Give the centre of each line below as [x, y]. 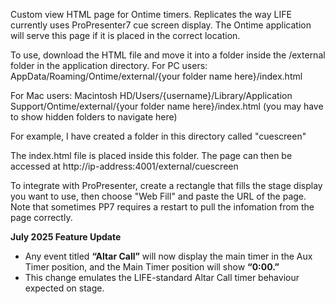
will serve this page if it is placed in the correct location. [125, 35]
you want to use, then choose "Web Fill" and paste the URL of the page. [158, 196]
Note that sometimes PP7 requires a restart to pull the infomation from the [162, 207]
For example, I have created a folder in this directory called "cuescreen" [158, 136]
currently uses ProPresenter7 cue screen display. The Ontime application [161, 25]
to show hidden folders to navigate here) [94, 117]
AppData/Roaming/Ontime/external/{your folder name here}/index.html [156, 76]
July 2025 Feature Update [66, 237]
